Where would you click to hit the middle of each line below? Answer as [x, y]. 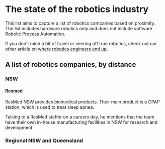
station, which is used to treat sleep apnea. [50, 107]
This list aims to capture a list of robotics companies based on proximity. [80, 23]
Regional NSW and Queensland [44, 140]
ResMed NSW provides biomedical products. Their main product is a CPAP [82, 102]
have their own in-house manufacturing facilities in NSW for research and [81, 122]
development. [19, 128]
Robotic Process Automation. [35, 34]
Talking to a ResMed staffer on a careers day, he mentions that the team [80, 117]
